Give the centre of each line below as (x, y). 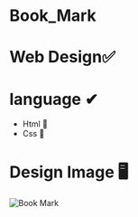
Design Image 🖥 (69, 172)
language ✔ (54, 99)
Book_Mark (53, 16)
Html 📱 (35, 124)
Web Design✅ (62, 57)
